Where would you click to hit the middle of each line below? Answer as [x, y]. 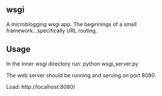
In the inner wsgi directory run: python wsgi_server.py [72, 64]
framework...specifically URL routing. [52, 30]
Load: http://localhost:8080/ [41, 86]
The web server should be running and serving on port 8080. [81, 75]
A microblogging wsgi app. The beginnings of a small [71, 24]
